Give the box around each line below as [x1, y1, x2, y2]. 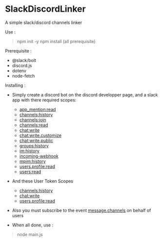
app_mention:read [19, 106, 56, 112]
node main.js [17, 231, 43, 237]
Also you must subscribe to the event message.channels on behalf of [12, 207, 151, 213]
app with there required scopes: [12, 97, 76, 103]
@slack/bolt [12, 57, 36, 63]
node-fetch [12, 73, 35, 79]
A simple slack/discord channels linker [5, 20, 82, 25]
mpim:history [19, 158, 46, 164]
